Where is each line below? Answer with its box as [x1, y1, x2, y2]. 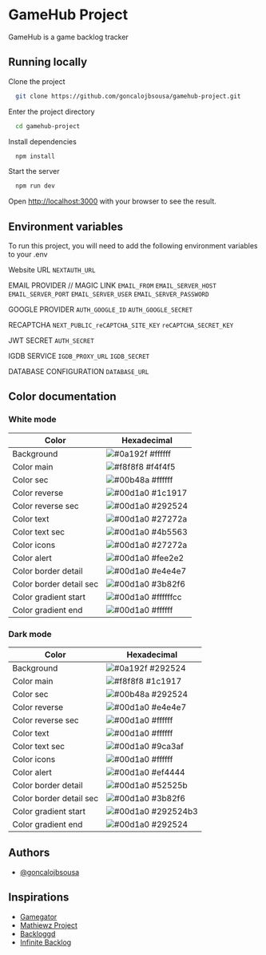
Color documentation [8, 390, 117, 404]
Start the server [8, 167, 60, 176]
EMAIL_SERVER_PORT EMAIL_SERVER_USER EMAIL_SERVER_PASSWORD [8, 291, 209, 299]
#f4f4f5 [145, 461, 176, 472]
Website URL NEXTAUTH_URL [8, 265, 96, 275]
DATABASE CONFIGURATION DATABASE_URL [8, 367, 149, 377]
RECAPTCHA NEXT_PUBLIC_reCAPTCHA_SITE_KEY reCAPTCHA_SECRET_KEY [8, 320, 234, 330]
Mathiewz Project [19, 920, 78, 930]
